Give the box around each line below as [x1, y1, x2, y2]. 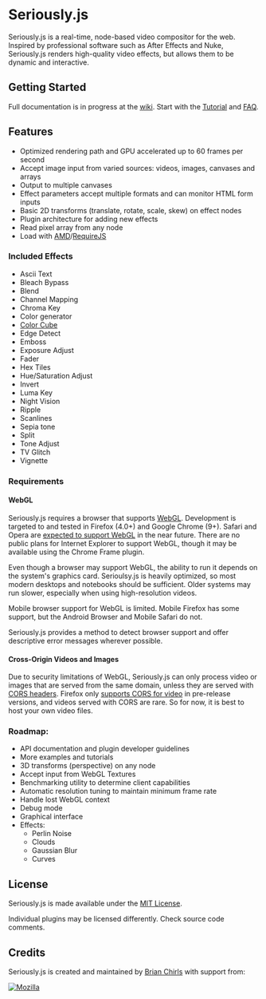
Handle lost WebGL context [19, 795, 110, 804]
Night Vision [19, 396, 61, 406]
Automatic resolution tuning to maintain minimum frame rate [19, 787, 217, 796]
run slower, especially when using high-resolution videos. [8, 588, 198, 597]
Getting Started [8, 81, 87, 94]
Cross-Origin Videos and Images [8, 654, 119, 664]
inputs [19, 197, 41, 207]
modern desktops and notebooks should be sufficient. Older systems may [8, 579, 251, 589]
